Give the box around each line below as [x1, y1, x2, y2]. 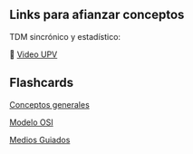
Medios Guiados [9, 134, 71, 145]
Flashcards [9, 75, 74, 91]
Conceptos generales [9, 99, 91, 110]
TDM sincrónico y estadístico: [9, 31, 121, 42]
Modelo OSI [9, 117, 53, 128]
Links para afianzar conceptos [9, 7, 185, 23]
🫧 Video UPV [9, 49, 58, 60]
